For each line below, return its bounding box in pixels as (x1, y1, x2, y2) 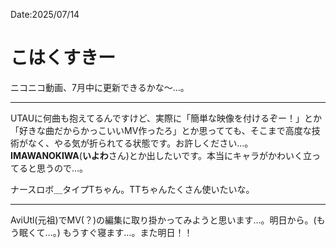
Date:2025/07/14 (10, 9, 80, 20)
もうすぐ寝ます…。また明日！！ (62, 226, 193, 238)
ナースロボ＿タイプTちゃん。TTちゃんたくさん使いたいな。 (10, 183, 255, 195)
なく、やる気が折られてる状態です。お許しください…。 (27, 137, 254, 149)
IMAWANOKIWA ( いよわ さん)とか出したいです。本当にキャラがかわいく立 (10, 149, 312, 161)
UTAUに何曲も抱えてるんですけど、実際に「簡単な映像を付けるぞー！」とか (10, 112, 322, 124)
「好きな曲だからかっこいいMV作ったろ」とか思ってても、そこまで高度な (10, 124, 312, 136)
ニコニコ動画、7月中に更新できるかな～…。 (10, 81, 190, 93)
